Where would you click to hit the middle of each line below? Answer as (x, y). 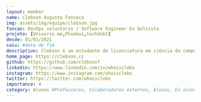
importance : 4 (24, 85)
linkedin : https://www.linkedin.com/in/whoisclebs (71, 67)
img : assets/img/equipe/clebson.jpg (52, 23)
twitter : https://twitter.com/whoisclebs (59, 79)
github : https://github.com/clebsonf (53, 62)
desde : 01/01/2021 (29, 40)
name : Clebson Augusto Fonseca (45, 17)
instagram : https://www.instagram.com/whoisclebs (69, 73)
